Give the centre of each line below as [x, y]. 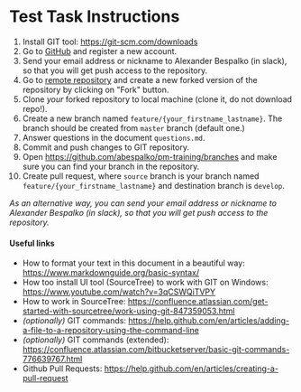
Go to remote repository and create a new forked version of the [140, 79]
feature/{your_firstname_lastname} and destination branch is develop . [154, 185]
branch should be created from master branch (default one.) [133, 127]
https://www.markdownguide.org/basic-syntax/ [111, 273]
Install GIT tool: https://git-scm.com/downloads [110, 42]
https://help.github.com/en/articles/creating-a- [192, 369]
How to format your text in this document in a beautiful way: [133, 263]
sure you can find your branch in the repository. [111, 166]
